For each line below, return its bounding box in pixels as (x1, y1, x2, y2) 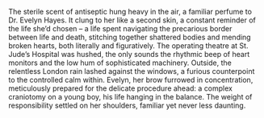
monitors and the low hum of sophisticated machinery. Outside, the (8, 58, 232, 67)
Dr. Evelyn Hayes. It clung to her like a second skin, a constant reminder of (8, 15, 256, 25)
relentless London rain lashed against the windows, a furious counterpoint (8, 67, 255, 75)
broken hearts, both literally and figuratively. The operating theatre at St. (8, 41, 249, 51)
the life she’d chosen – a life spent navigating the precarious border (8, 24, 233, 33)
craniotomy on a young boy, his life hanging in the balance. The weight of (8, 92, 253, 101)
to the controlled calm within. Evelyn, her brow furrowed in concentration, (8, 75, 254, 84)
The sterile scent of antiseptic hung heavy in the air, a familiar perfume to (8, 7, 253, 16)
